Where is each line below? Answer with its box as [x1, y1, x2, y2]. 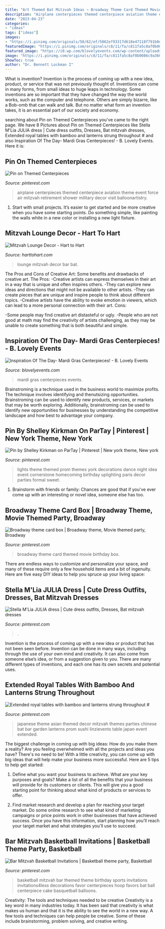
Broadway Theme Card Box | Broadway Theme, [5, 506, 153, 515]
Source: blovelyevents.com [5, 367, 60, 373]
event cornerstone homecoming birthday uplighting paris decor [17, 472, 146, 478]
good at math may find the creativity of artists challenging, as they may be [5, 317, 156, 323]
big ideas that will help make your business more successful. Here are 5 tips [5, 756, 160, 762]
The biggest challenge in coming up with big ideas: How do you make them [5, 741, 158, 746]
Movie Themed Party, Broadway [5, 514, 106, 522]
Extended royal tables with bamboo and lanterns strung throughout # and [5, 133, 154, 139]
